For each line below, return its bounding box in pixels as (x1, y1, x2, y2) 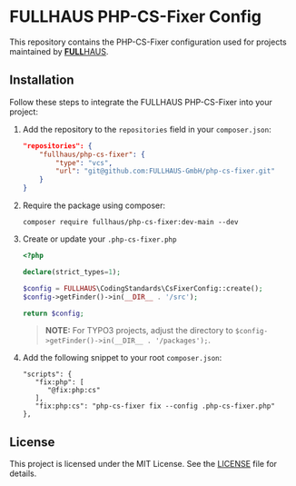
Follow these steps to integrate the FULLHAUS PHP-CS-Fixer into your (9, 96, 272, 107)
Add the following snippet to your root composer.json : (22, 352, 222, 363)
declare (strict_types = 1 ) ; (22, 267, 121, 276)
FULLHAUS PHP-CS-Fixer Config (9, 6, 261, 27)
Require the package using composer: (22, 200, 166, 211)
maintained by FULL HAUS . (9, 45, 109, 56)
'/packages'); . (154, 334, 211, 346)
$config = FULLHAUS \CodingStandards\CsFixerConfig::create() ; (22, 283, 263, 293)
